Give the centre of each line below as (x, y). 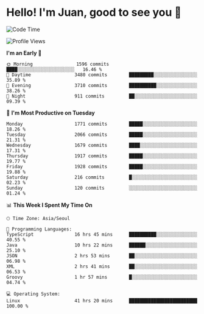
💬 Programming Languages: (39, 229)
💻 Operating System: (33, 294)
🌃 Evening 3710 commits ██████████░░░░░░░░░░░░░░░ (102, 85)
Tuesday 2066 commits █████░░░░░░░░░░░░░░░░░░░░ (102, 134)
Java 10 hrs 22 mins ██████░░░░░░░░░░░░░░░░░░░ (102, 245)
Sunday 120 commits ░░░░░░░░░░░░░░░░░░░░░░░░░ (102, 188)
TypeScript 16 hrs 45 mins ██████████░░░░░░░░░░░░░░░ (102, 234)
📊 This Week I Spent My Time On (49, 205)
